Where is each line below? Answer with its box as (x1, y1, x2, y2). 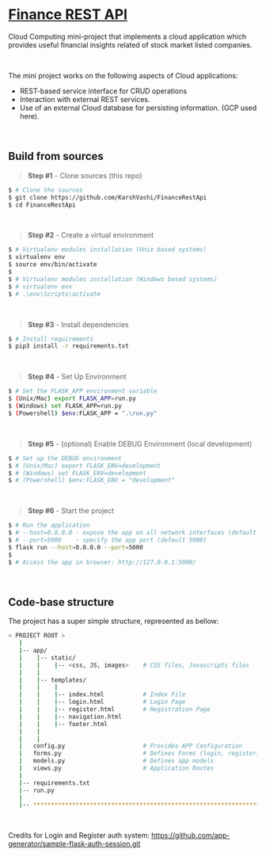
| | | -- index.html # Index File (18, 691, 186, 698)
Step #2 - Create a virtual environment (27, 230, 154, 240)
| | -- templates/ (18, 675, 87, 684)
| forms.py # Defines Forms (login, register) (18, 750, 260, 758)
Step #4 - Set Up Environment (27, 372, 127, 382)
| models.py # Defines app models (18, 757, 215, 765)
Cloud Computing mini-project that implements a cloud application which (8, 32, 247, 41)
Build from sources (8, 150, 104, 163)
